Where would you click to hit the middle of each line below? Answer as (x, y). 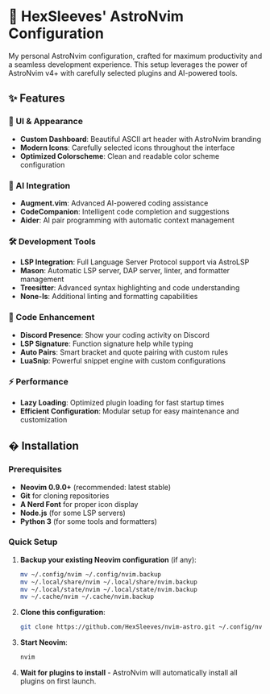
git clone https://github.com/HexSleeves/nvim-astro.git (118, 627)
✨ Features (37, 99)
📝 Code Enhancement (52, 318)
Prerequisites (35, 469)
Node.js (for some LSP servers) (73, 513)
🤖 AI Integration (39, 185)
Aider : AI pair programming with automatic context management (127, 220)
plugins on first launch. (58, 681)
